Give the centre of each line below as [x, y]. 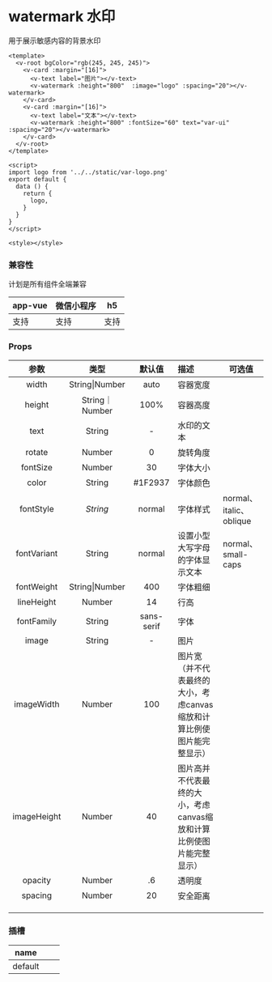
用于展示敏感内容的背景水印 [55, 40]
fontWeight [37, 586]
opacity [36, 880]
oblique [237, 521]
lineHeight [37, 602]
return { [38, 193]
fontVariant [37, 553]
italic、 [236, 510]
